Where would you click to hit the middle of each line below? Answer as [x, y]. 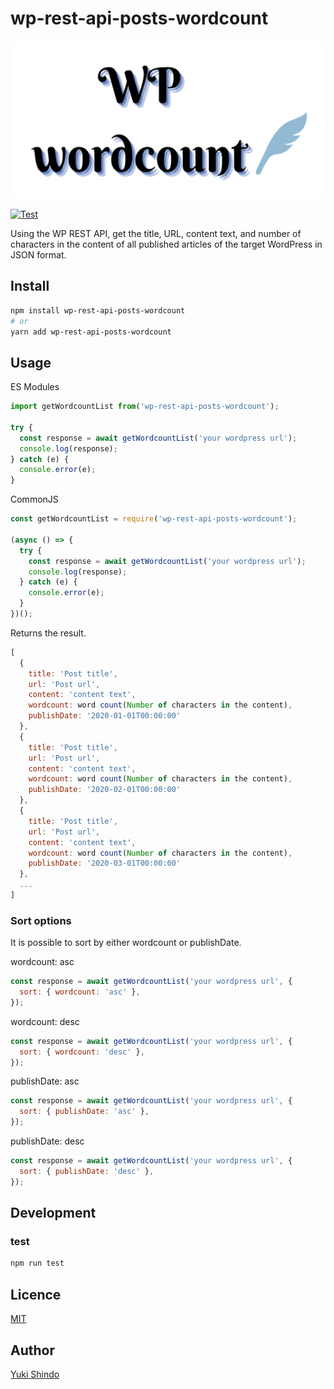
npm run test [37, 1263]
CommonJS [34, 499]
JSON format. [38, 254]
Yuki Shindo [35, 1374]
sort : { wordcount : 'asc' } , [80, 992]
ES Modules [35, 387]
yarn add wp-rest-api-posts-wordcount [91, 332]
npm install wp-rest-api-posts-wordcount [98, 310]
